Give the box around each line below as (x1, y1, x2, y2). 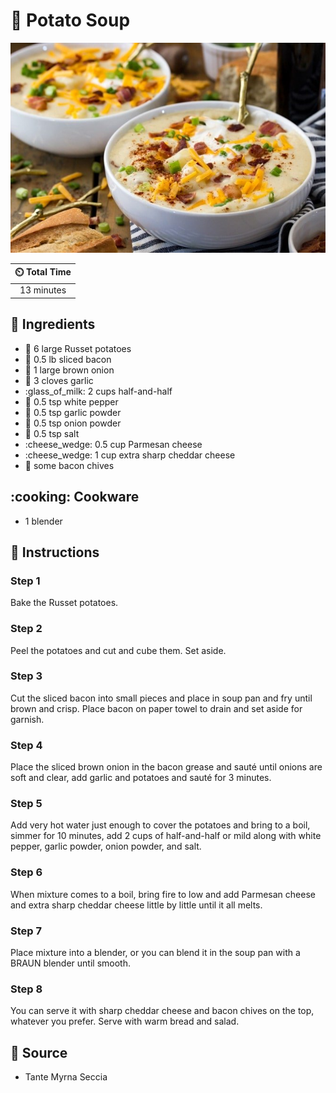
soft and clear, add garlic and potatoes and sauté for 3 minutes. (10, 772, 272, 784)
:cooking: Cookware (10, 489, 140, 506)
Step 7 (10, 924, 42, 938)
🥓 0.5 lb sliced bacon (24, 353, 112, 365)
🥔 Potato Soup (10, 9, 131, 32)
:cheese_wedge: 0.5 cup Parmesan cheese (24, 438, 203, 450)
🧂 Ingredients (10, 316, 96, 333)
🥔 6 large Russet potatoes (24, 342, 132, 354)
